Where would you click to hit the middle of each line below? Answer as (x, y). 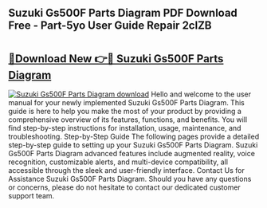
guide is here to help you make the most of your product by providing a (125, 111)
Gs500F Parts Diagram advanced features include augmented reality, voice (132, 153)
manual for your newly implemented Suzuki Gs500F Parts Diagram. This (126, 102)
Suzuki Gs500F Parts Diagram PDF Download (123, 13)
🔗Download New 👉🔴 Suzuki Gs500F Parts (116, 59)
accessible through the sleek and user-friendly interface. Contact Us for (126, 170)
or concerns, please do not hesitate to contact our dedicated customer (124, 187)
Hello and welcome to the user (201, 94)
